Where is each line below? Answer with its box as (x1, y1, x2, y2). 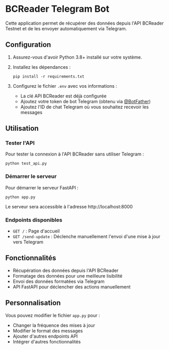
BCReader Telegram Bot (5, 3, 109, 15)
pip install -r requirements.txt (12, 74, 85, 79)
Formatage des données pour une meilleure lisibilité (12, 273, 123, 279)
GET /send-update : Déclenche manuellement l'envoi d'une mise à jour (12, 234, 161, 240)
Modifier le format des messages (12, 327, 83, 334)
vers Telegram (12, 239, 44, 245)
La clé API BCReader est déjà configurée (20, 93, 107, 99)
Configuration (5, 41, 51, 49)
